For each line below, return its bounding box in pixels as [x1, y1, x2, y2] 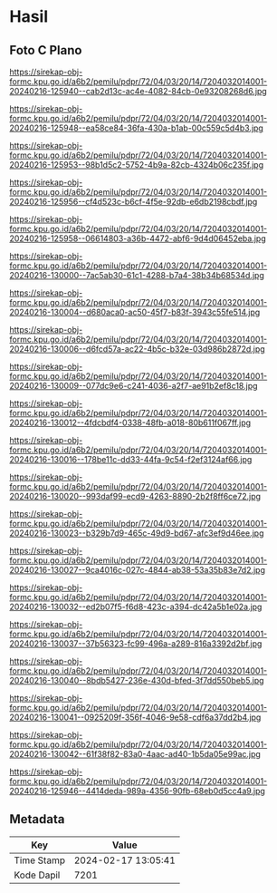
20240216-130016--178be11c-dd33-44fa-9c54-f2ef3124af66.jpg [9, 454, 253, 464]
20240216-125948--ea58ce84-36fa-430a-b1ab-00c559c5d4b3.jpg [9, 122, 264, 133]
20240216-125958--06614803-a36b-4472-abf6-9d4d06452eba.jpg [9, 233, 267, 244]
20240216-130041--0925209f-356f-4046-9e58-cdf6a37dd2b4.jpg [9, 712, 262, 723]
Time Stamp [14, 854, 66, 867]
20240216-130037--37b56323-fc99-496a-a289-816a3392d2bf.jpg [9, 638, 263, 649]
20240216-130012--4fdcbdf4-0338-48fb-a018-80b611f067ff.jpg [9, 417, 252, 428]
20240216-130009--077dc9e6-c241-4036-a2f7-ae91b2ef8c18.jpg [9, 381, 258, 391]
